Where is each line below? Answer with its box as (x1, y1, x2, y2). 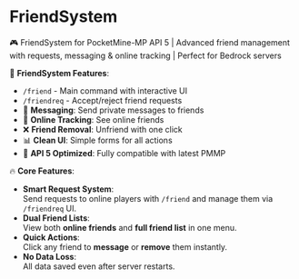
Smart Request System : (22, 184, 115, 194)
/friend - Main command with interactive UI (22, 85, 188, 96)
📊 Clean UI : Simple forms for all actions (22, 135, 173, 145)
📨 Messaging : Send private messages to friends (22, 105, 204, 115)
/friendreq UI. (22, 203, 77, 214)
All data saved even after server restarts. (22, 261, 175, 272)
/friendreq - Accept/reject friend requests (22, 95, 183, 105)
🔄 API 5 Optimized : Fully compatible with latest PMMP (22, 147, 226, 158)
